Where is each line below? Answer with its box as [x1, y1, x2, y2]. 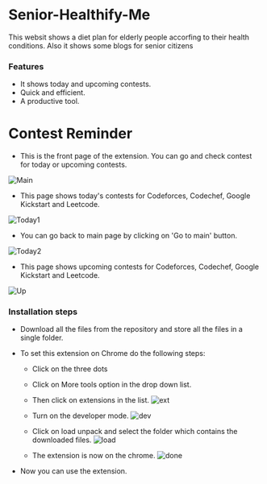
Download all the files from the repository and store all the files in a [19, 325, 244, 334]
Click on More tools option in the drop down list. [31, 380, 192, 390]
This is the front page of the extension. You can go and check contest [19, 151, 252, 161]
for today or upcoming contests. [19, 159, 127, 170]
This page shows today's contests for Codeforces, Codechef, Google [19, 191, 251, 201]
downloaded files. [31, 435, 92, 445]
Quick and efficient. [19, 88, 86, 97]
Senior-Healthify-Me [8, 6, 151, 24]
